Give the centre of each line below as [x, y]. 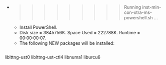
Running [132, 7]
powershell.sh [138, 18]
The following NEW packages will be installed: [67, 43]
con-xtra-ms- [138, 12]
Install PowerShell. [38, 27]
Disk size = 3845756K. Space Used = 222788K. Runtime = [80, 32]
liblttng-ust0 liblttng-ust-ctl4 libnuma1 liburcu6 [52, 57]
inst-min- [151, 7]
